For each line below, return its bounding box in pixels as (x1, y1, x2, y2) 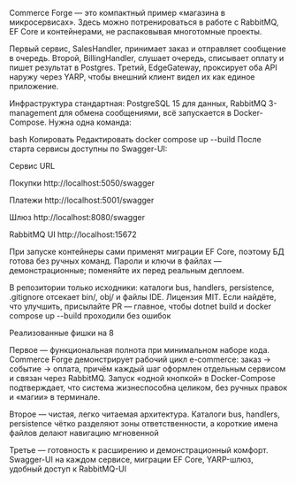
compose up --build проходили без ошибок (9, 310, 171, 321)
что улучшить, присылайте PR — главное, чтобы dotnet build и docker (9, 301, 272, 311)
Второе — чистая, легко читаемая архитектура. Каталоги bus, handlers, (9, 409, 281, 419)
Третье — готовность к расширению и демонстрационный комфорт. (9, 445, 269, 455)
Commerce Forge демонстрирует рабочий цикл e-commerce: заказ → (9, 354, 271, 364)
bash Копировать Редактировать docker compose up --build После (9, 134, 262, 144)
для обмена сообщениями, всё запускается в (58, 108, 232, 118)
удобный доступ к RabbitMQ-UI (9, 464, 127, 474)
